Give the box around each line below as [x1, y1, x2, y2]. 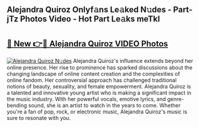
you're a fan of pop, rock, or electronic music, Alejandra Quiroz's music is [7, 108, 188, 115]
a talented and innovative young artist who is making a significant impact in [7, 89, 191, 96]
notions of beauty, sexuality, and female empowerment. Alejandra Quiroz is [7, 83, 191, 90]
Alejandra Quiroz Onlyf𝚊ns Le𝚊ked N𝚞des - [7, 5, 172, 15]
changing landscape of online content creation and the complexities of [7, 71, 181, 77]
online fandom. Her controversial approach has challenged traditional [7, 77, 177, 84]
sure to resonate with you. [7, 115, 71, 121]
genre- [167, 96, 184, 103]
